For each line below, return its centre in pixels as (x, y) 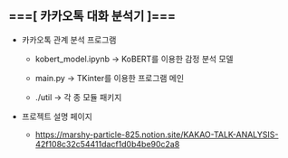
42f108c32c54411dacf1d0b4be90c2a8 (107, 144)
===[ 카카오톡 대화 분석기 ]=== (92, 16)
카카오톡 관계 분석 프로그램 (69, 40)
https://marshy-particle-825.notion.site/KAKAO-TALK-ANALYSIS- (157, 135)
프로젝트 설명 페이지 (57, 116)
